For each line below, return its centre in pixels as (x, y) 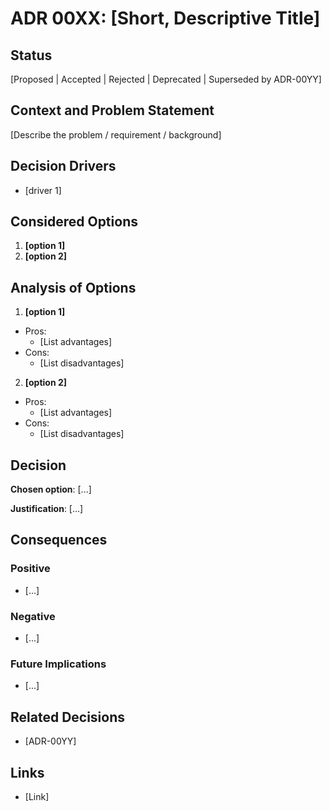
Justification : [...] (47, 509)
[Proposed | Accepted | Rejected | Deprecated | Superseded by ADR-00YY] (166, 79)
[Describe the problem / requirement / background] (116, 134)
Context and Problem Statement (112, 110)
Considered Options (74, 222)
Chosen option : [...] (51, 489)
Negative (33, 616)
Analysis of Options (73, 287)
